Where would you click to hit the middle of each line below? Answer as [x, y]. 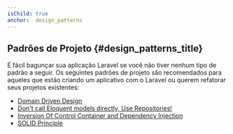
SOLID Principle [40, 124]
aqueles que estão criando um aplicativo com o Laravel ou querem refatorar [116, 80]
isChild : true [28, 14]
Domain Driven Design [50, 101]
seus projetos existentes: [43, 87]
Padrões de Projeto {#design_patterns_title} [105, 49]
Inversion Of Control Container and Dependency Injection [100, 116]
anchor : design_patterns [45, 20]
